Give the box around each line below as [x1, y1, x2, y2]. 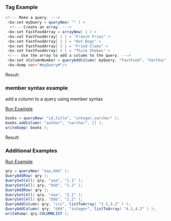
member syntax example [5, 84, 68, 91]
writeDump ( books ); [5, 125, 49, 130]
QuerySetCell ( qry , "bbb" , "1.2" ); [5, 182, 83, 188]
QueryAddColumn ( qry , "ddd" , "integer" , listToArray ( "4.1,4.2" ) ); [5, 206, 156, 212]
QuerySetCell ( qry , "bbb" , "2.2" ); [5, 197, 83, 202]
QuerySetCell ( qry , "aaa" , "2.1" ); [5, 192, 83, 197]
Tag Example [5, 4, 38, 11]
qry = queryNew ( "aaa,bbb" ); [5, 169, 70, 174]
